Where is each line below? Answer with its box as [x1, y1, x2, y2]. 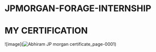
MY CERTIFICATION [4, 25, 88, 36]
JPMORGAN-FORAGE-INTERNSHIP [4, 3, 152, 14]
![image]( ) [4, 41, 117, 47]
